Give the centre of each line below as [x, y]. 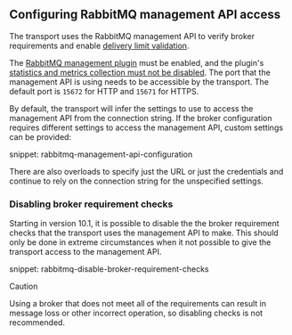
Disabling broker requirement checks [91, 204]
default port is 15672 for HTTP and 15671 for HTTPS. [104, 91]
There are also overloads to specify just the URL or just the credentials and [146, 171]
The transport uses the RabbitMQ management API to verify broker [132, 36]
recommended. [37, 323]
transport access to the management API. [85, 252]
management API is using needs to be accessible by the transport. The [139, 82]
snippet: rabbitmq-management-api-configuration [101, 154]
